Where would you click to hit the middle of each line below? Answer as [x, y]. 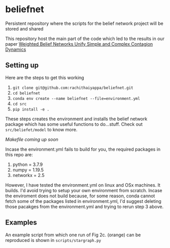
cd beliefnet [26, 93]
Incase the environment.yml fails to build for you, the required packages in [83, 149]
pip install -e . [31, 109]
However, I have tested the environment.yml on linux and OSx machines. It [83, 185]
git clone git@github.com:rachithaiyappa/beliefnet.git [73, 88]
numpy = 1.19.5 [28, 170]
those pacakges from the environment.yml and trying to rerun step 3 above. [84, 206]
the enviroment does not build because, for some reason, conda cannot [80, 196]
